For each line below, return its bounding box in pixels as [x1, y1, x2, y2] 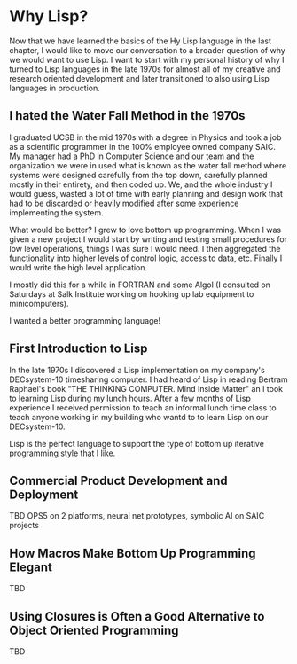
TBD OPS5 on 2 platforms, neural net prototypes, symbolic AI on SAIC [9, 511, 265, 521]
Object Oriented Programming [9, 622, 179, 637]
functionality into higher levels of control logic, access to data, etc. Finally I [9, 253, 283, 263]
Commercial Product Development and [9, 473, 228, 488]
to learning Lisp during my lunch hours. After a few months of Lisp [9, 393, 251, 403]
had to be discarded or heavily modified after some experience [9, 198, 239, 208]
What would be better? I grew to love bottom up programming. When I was [9, 224, 282, 235]
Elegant [9, 559, 53, 574]
